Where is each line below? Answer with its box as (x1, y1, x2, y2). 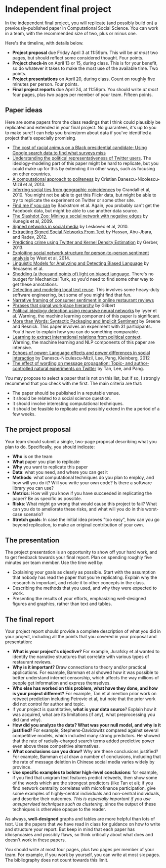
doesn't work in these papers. (5, 837, 66, 843)
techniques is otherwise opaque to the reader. (12, 806, 106, 813)
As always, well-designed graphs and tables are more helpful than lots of (5, 816, 155, 822)
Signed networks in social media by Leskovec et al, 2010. (12, 223, 129, 229)
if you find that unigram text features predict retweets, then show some (12, 775, 158, 781)
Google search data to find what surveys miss (12, 150, 106, 155)
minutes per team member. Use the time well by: (5, 560, 104, 565)
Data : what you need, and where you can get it (12, 469, 108, 475)
